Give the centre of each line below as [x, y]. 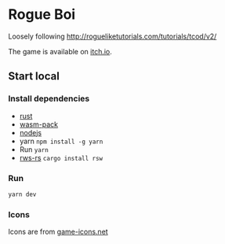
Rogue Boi [42, 15]
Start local [34, 76]
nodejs [30, 132]
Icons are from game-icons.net [58, 232]
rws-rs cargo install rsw [61, 157]
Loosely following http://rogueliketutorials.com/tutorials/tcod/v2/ [112, 36]
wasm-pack [39, 124]
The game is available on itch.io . [60, 51]
